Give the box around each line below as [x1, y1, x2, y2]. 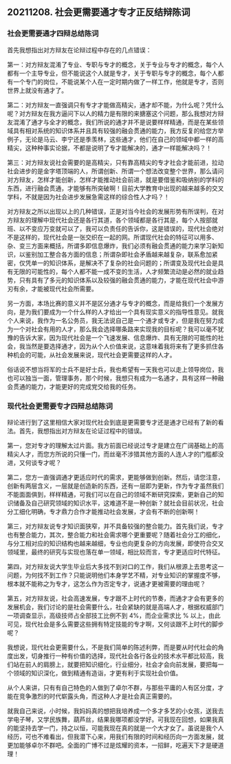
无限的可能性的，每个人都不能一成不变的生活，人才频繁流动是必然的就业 [12, 267, 218, 276]
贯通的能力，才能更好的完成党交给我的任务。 [12, 382, 140, 390]
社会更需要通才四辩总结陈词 [7, 29, 99, 38]
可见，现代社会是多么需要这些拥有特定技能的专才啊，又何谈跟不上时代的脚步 [7, 620, 224, 628]
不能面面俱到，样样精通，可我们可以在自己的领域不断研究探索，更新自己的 [7, 490, 218, 498]
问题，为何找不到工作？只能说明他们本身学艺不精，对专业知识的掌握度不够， [7, 571, 224, 579]
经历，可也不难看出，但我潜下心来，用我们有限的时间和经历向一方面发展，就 [7, 732, 224, 741]
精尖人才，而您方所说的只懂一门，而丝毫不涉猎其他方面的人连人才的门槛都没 [7, 449, 224, 458]
